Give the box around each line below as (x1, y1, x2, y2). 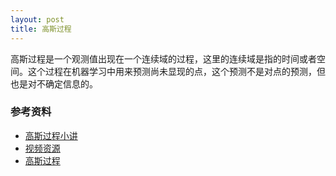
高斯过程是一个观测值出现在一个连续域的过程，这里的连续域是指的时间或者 (10, 52, 317, 65)
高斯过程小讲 (24, 129, 78, 141)
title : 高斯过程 (10, 24, 72, 34)
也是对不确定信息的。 (10, 77, 98, 90)
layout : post (10, 14, 65, 25)
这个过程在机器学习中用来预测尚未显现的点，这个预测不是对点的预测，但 (27, 65, 326, 77)
